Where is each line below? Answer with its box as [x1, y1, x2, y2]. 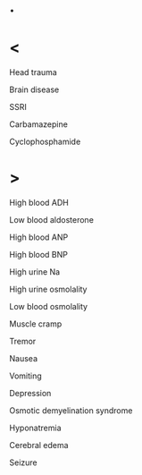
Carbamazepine [9, 119, 69, 130]
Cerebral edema [9, 440, 69, 451]
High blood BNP [9, 250, 69, 260]
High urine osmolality [9, 284, 88, 295]
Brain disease [9, 84, 60, 95]
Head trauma [9, 67, 58, 78]
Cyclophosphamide [9, 136, 81, 148]
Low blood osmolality [9, 301, 88, 312]
